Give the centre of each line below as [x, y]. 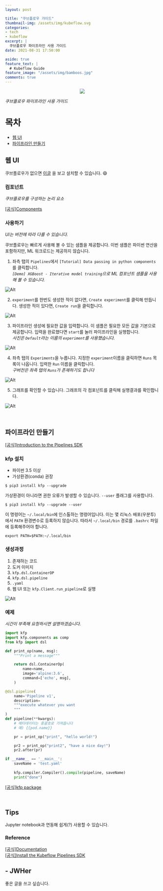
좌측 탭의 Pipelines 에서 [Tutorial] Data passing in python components [84, 261]
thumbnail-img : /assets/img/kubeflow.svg [48, 23]
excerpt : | [16, 41]
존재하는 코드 [25, 561]
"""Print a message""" [37, 656]
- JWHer [18, 871]
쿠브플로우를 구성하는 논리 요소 [35, 198]
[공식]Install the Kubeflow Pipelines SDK [45, 855]
